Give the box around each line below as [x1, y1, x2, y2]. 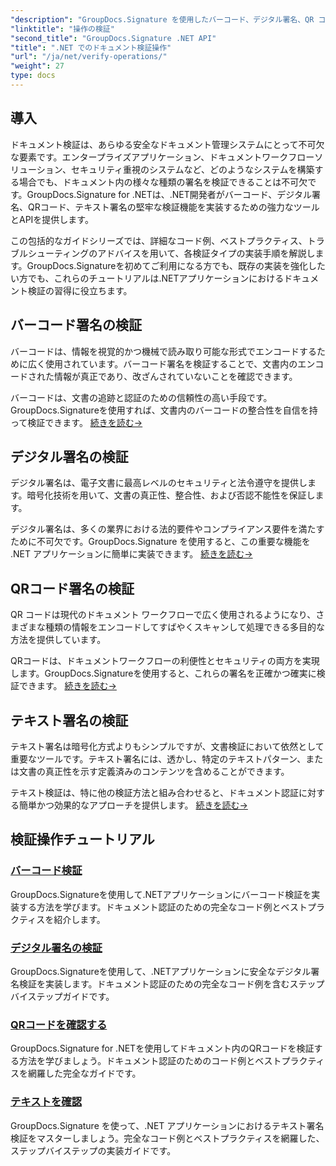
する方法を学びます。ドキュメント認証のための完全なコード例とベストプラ [18, 901, 325, 913]
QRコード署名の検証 [10, 580, 135, 597]
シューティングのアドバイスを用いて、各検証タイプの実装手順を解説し [27, 247, 316, 259]
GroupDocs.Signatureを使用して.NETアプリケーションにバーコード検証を [10, 888, 312, 900]
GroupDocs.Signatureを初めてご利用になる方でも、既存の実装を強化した [26, 259, 326, 271]
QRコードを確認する [10, 1017, 108, 1031]
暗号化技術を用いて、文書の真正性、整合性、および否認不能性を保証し [26, 489, 316, 501]
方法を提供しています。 [10, 634, 107, 646]
